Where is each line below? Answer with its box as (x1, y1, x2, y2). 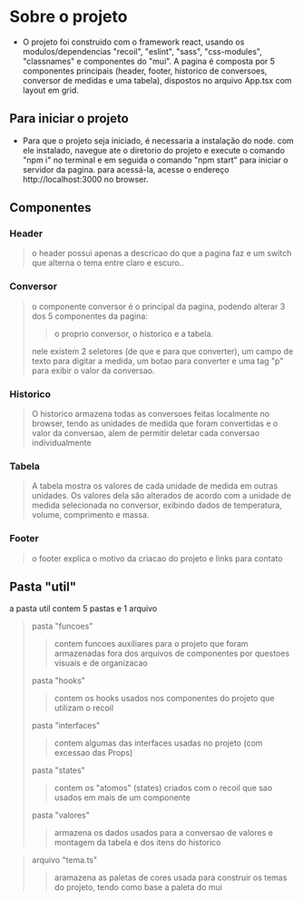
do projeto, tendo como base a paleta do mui (54, 882, 222, 893)
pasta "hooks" (31, 675, 86, 687)
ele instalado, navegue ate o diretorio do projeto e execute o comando (22, 144, 286, 155)
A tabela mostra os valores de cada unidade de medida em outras (31, 480, 279, 491)
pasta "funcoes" (31, 620, 93, 632)
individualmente (31, 438, 93, 449)
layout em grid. (22, 84, 79, 95)
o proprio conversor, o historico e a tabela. (54, 328, 214, 339)
